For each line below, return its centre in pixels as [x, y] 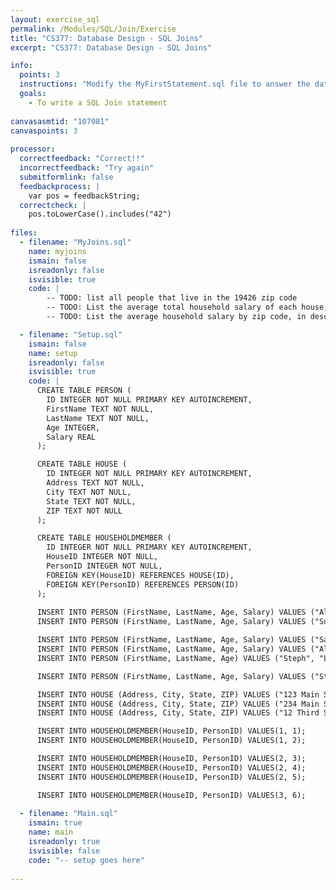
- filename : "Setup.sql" [71, 334]
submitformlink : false [66, 177]
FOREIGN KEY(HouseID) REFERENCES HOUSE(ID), [140, 575]
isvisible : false [64, 851]
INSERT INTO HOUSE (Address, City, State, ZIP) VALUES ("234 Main [178, 704]
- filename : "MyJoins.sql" [75, 242]
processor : [33, 149]
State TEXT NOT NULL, [91, 501]
